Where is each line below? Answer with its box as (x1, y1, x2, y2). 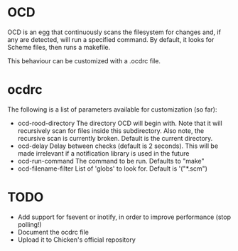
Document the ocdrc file (17, 228, 89, 236)
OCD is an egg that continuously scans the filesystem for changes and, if (7, 28, 222, 36)
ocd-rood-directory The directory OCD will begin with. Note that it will (17, 119, 222, 127)
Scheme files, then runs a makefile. (7, 43, 111, 51)
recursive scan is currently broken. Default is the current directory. (17, 134, 213, 142)
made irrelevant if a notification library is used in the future (17, 149, 190, 157)
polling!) (17, 220, 42, 228)
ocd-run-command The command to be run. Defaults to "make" (17, 156, 205, 165)
